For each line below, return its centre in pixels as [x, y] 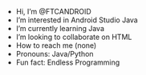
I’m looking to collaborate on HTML [74, 37]
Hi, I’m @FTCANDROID [54, 12]
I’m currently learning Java [60, 28]
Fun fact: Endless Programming [68, 62]
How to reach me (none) [56, 45]
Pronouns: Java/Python [55, 54]
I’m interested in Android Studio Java [77, 20]
